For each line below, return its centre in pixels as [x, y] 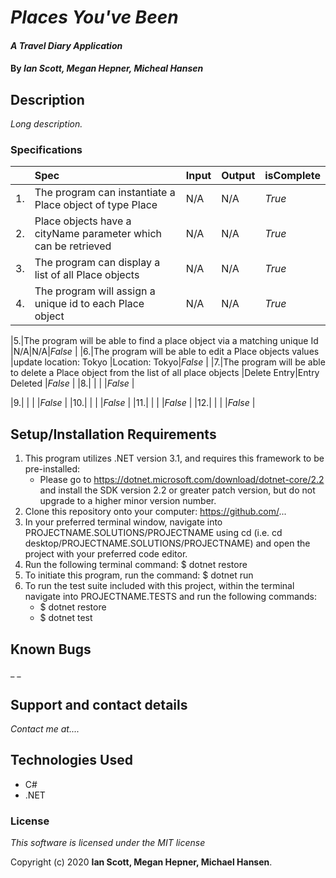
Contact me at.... [45, 728]
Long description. [46, 124]
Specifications [46, 150]
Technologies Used [71, 760]
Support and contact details [99, 704]
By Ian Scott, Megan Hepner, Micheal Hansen [107, 68]
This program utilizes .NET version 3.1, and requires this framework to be [174, 458]
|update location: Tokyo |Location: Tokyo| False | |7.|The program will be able [168, 362]
